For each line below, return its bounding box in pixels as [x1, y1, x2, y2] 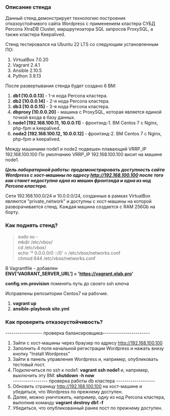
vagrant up [12, 300, 37, 306]
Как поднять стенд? [5, 222, 58, 229]
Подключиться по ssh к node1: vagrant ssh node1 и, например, [12, 366, 149, 373]
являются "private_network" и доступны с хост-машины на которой [5, 198, 152, 205]
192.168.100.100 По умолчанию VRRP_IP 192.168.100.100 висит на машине [5, 152, 162, 158]
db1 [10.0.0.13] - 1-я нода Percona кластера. [12, 93, 108, 99]
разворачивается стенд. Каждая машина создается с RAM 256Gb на [5, 204, 155, 210]
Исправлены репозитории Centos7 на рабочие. [5, 290, 108, 297]
